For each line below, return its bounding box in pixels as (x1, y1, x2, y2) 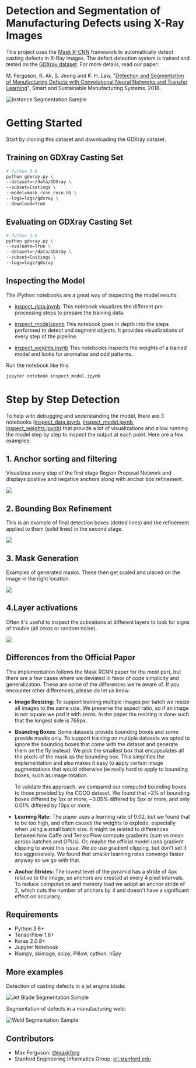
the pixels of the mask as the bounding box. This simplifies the (14, 753, 165, 760)
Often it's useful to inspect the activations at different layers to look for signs (6, 619, 190, 626)
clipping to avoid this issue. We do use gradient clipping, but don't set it (14, 844, 187, 851)
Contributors (6, 1033, 54, 1043)
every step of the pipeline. (14, 332, 78, 340)
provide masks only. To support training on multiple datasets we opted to (14, 734, 190, 741)
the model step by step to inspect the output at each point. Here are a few (6, 431, 184, 438)
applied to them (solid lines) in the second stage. (6, 526, 124, 533)
